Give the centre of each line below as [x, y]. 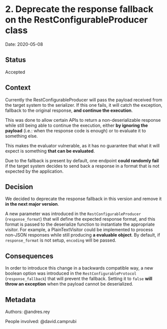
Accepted [15, 72]
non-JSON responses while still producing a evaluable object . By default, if [83, 235]
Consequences [29, 256]
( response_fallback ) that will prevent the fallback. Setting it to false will [79, 279]
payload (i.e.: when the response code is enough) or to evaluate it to [76, 130]
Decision [19, 186]
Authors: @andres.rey [28, 312]
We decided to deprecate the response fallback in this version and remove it [83, 199]
